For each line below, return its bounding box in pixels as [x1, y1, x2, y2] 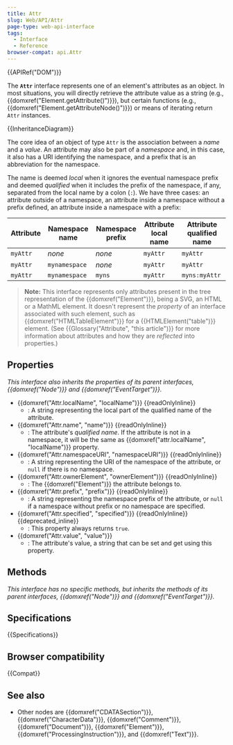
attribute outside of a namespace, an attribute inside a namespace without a [7, 195, 225, 204]
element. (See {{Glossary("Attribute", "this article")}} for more [24, 324, 200, 332]
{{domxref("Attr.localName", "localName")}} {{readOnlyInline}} [17, 398, 196, 407]
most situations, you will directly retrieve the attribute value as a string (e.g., [7, 88, 224, 97]
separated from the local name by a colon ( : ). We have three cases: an [7, 188, 209, 197]
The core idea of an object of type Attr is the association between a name [7, 138, 220, 146]
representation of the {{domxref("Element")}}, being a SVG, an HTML [24, 295, 222, 303]
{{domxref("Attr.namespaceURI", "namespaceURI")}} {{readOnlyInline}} [17, 450, 222, 459]
